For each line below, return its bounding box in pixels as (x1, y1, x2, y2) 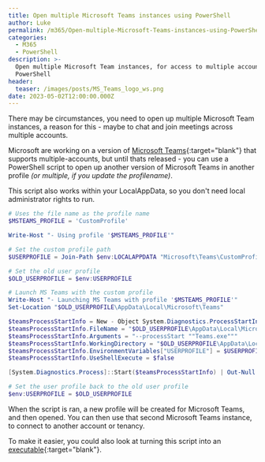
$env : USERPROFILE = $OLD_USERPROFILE (8, 390, 132, 398)
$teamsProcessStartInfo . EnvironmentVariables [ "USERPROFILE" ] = (8, 347, 221, 355)
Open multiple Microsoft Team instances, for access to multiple (15, 63, 235, 71)
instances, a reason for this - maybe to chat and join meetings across (8, 122, 233, 132)
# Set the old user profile (8, 267, 101, 275)
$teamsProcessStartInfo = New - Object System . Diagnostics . (8, 318, 211, 326)
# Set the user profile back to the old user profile (8, 383, 189, 391)
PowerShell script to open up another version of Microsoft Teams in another (8, 162, 255, 172)
